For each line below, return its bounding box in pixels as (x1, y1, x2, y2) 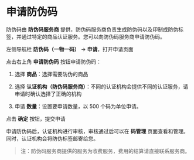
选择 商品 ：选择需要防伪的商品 (14, 70, 89, 77)
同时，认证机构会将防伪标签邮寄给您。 (6, 135, 98, 142)
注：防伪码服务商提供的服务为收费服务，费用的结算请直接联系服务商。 (20, 147, 190, 154)
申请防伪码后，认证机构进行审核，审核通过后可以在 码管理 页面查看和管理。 (6, 127, 189, 135)
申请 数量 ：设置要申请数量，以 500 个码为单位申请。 (14, 103, 142, 110)
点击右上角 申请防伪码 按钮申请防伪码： (6, 58, 101, 65)
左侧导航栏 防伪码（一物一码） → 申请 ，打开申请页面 (6, 45, 134, 53)
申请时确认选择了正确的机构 (14, 90, 82, 97)
